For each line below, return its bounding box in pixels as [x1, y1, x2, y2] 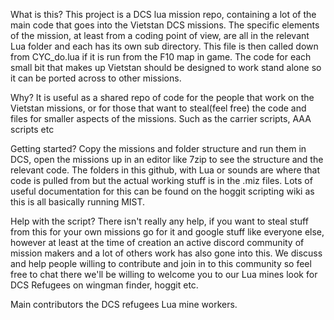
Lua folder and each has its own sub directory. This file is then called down [10, 40, 319, 52]
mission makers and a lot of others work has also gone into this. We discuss [10, 247, 323, 259]
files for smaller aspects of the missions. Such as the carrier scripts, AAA [10, 113, 312, 124]
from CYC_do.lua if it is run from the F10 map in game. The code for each [10, 51, 312, 63]
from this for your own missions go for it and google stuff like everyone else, [10, 226, 325, 238]
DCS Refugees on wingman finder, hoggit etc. [10, 279, 199, 291]
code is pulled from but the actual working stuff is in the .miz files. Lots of [10, 175, 313, 186]
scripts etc [10, 124, 55, 135]
